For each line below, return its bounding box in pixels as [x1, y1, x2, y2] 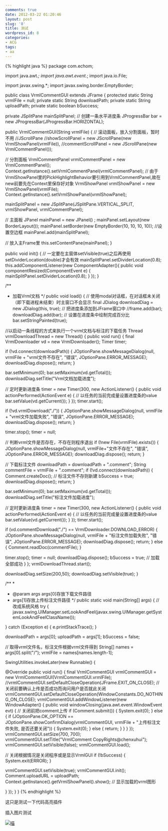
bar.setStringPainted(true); [12, 317, 67, 323]
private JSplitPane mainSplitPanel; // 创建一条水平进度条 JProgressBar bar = [5, 113, 162, 119]
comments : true [5, 7, 37, 12]
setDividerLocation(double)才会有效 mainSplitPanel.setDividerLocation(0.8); [5, 256, 161, 262]
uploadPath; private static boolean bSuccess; [5, 102, 99, 108]
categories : [5, 35, 30, 40]
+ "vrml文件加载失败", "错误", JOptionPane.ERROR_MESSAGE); [5, 413, 134, 419]
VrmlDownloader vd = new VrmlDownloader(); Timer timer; [5, 338, 127, 344]
